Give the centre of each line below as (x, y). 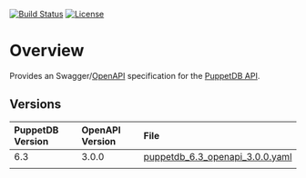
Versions (36, 104)
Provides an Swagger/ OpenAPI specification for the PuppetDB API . (135, 75)
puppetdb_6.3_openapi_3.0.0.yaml (218, 156)
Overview (47, 51)
